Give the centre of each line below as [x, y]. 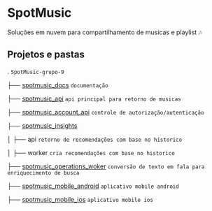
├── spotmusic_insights [42, 125]
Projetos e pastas [46, 55]
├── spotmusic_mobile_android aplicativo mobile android [93, 186]
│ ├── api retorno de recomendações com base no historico [95, 139]
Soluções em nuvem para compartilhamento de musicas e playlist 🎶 [105, 32]
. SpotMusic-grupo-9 [36, 71]
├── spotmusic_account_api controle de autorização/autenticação [106, 112]
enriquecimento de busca [43, 173]
